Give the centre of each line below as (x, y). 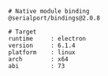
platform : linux (42, 52)
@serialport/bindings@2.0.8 (54, 18)
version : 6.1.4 (42, 45)
